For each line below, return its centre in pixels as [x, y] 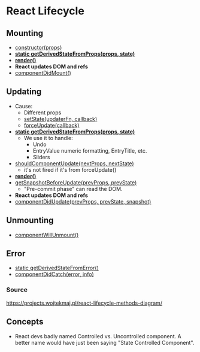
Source [17, 290]
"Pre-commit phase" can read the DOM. [73, 189]
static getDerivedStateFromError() [57, 268]
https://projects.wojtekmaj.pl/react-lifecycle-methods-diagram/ [84, 303]
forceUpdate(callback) [51, 125]
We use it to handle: [48, 138]
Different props [43, 113]
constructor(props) [38, 47]
